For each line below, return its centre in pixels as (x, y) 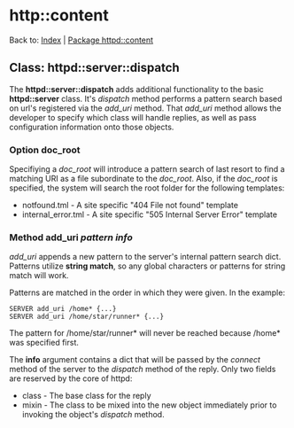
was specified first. (44, 343)
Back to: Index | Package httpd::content (81, 40)
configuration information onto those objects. (92, 127)
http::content (59, 16)
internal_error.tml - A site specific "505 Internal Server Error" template (149, 214)
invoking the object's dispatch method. (93, 415)
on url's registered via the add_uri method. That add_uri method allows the (145, 108)
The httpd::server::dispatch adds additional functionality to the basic (136, 89)
